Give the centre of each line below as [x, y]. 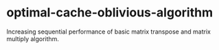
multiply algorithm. [33, 38]
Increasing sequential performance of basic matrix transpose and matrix [108, 32]
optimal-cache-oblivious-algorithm [110, 13]
